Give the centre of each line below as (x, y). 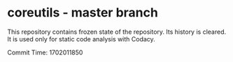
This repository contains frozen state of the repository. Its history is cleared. (116, 32)
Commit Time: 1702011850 (45, 52)
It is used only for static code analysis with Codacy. (81, 39)
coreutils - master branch (83, 13)
